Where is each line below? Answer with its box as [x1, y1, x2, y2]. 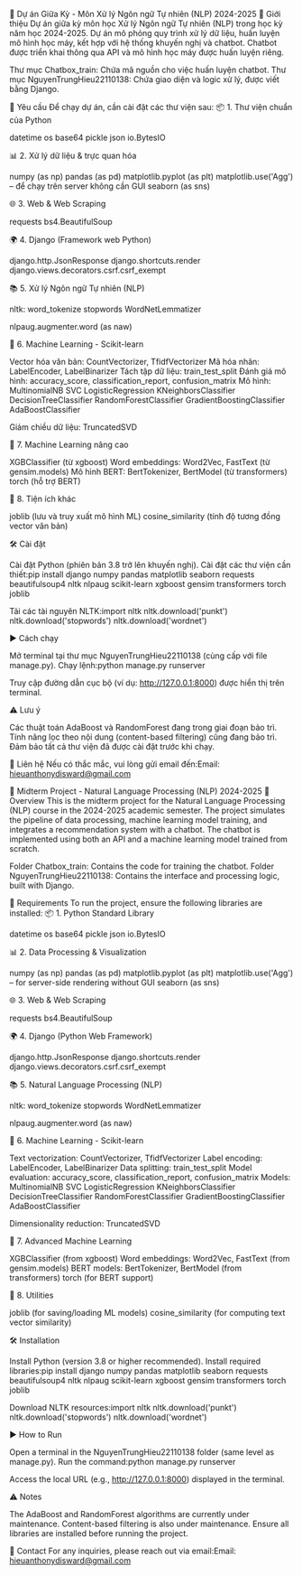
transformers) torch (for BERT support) [9, 1272, 154, 1282]
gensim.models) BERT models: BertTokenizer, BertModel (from [9, 1263, 243, 1273]
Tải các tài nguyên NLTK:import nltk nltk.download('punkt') [9, 606, 228, 616]
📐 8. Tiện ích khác [9, 493, 77, 504]
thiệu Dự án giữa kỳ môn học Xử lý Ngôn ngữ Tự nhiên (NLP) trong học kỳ [9, 18, 283, 29]
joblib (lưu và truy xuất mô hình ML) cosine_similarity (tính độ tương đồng [9, 511, 281, 521]
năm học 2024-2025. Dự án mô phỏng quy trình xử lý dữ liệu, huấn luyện [9, 28, 280, 38]
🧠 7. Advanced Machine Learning [9, 1235, 133, 1246]
